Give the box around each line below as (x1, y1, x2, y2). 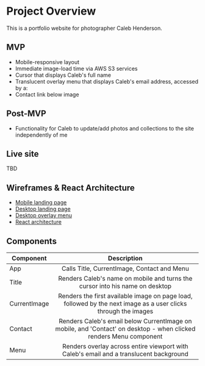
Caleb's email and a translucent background (62, 350, 189, 358)
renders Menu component (88, 332, 163, 340)
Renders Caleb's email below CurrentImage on (59, 317, 192, 325)
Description (107, 254, 143, 262)
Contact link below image (15, 90, 79, 98)
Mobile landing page (15, 199, 67, 206)
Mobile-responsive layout (15, 58, 79, 65)
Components (6, 236, 57, 246)
